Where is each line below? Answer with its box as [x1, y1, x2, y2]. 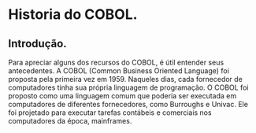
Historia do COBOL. [8, 6, 138, 24]
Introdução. [8, 37, 67, 50]
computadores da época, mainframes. [8, 116, 132, 125]
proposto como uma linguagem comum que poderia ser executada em [8, 91, 237, 100]
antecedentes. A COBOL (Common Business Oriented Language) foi [8, 66, 230, 76]
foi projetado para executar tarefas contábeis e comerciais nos [8, 108, 212, 117]
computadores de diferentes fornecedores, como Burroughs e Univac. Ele [8, 100, 248, 109]
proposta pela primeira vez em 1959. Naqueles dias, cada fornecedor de [8, 75, 243, 83]
